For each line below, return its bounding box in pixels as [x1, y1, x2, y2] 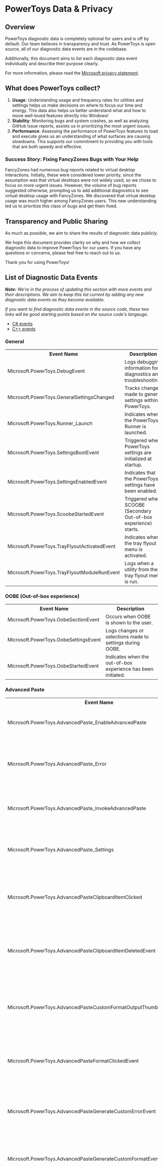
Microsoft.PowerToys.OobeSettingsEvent [7, 636, 101, 643]
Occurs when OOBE [105, 613, 151, 620]
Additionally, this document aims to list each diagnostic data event [5, 56, 137, 61]
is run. [124, 578, 139, 585]
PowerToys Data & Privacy [5, 3, 113, 15]
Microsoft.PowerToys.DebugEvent [7, 368, 85, 374]
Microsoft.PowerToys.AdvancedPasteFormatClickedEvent [7, 1057, 139, 1064]
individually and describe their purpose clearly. [5, 61, 99, 66]
